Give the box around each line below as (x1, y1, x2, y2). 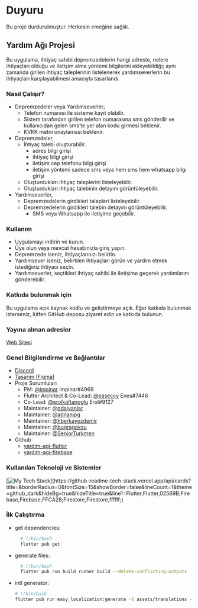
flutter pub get (20, 541, 60, 547)
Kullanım (6, 224, 33, 233)
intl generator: (14, 580, 49, 587)
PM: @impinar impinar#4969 (23, 386, 94, 393)
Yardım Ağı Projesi (6, 40, 75, 50)
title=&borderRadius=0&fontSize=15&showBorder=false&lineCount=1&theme (6, 483, 192, 490)
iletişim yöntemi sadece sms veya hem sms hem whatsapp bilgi (32, 166, 187, 173)
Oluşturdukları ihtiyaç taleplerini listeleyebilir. (23, 179, 132, 186)
